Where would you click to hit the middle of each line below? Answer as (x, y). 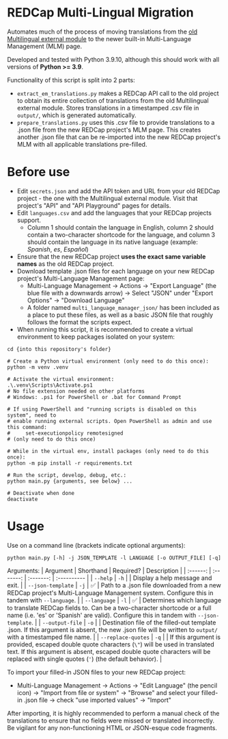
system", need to (32, 415)
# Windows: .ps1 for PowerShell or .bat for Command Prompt (95, 397)
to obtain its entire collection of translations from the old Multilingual (113, 100)
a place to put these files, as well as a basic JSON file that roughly (120, 315)
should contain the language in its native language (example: (112, 242)
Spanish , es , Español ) (58, 249)
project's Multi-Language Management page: (81, 278)
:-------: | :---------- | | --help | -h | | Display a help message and (120, 578)
